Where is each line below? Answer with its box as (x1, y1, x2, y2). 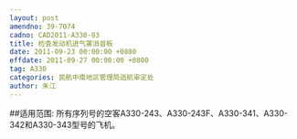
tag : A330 (9, 65, 48, 74)
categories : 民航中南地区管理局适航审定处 (9, 73, 154, 82)
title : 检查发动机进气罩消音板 (9, 38, 113, 48)
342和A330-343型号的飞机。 (9, 119, 121, 130)
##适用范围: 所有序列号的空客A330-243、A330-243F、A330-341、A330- (9, 107, 288, 119)
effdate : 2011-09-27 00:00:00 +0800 (9, 56, 149, 65)
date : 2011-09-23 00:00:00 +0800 (9, 48, 137, 57)
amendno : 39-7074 (9, 22, 76, 31)
